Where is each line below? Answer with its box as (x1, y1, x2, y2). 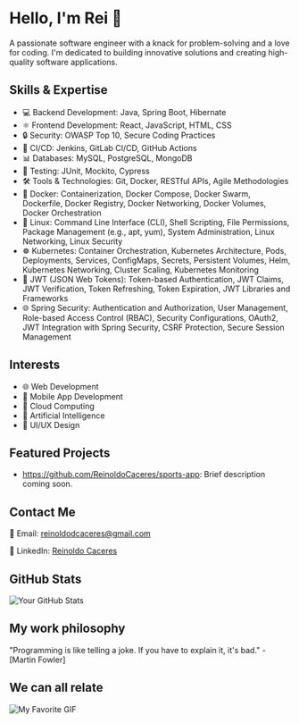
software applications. (36, 56, 118, 67)
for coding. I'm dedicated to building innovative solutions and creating (9, 46, 267, 57)
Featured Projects (9, 445, 111, 460)
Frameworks (21, 292, 69, 303)
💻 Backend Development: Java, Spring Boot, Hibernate (21, 106, 227, 117)
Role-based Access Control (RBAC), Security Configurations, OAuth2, (21, 312, 279, 323)
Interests (9, 357, 61, 373)
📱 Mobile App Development (21, 391, 123, 401)
